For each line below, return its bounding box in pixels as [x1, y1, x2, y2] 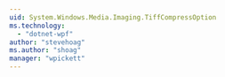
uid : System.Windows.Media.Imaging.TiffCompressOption [9, 12, 217, 22]
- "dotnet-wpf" [17, 29, 74, 38]
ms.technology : [9, 21, 66, 30]
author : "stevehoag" [9, 37, 86, 47]
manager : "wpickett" [9, 54, 86, 63]
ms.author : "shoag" [9, 46, 82, 55]
